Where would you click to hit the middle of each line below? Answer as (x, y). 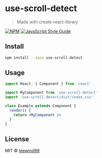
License (17, 139)
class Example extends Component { (41, 106)
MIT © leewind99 (22, 151)
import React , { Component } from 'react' (48, 84)
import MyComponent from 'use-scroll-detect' (51, 93)
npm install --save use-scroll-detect (44, 58)
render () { (20, 110)
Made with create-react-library (47, 22)
